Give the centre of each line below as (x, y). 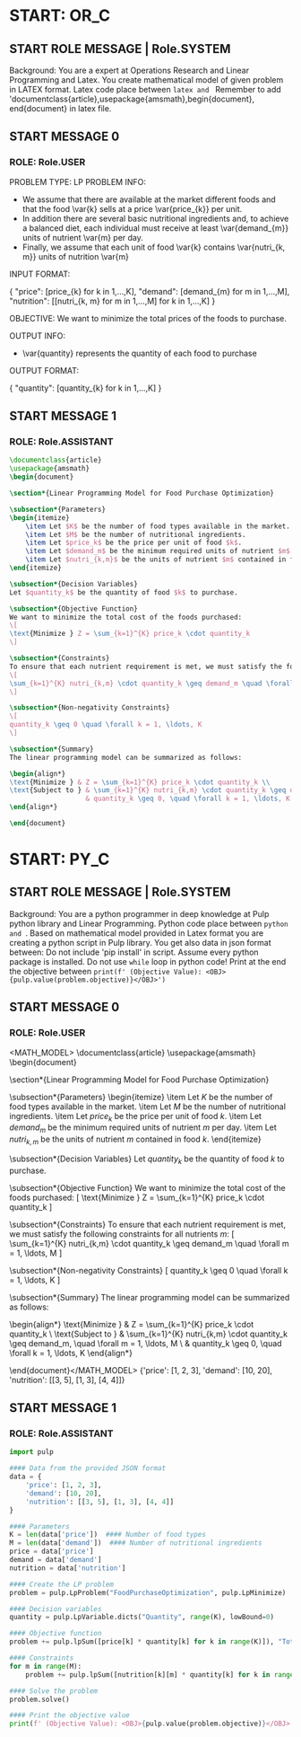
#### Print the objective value (69, 1715)
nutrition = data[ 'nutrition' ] (68, 1568)
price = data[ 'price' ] (52, 1552)
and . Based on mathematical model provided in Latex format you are (137, 933)
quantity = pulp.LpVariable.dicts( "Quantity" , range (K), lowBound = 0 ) (142, 1618)
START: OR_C (60, 16)
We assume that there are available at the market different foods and (149, 199)
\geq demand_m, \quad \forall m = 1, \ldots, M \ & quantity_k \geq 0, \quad (146, 1343)
